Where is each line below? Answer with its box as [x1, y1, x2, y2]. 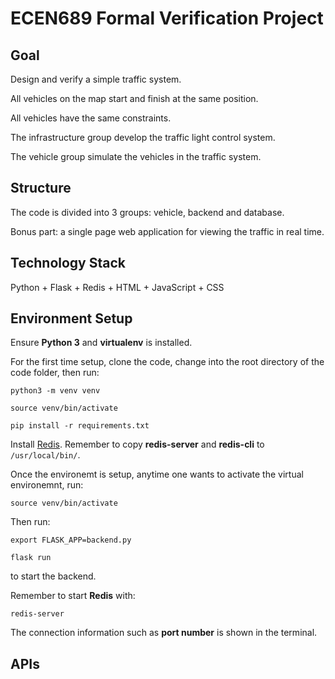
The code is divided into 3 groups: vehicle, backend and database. [10, 206, 285, 218]
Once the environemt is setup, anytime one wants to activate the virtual [10, 468, 304, 481]
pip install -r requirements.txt [10, 421, 150, 431]
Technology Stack [10, 255, 126, 272]
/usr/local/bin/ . [10, 449, 81, 461]
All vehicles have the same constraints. [10, 112, 172, 124]
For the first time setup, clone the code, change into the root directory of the [10, 356, 325, 368]
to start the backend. [10, 570, 97, 582]
